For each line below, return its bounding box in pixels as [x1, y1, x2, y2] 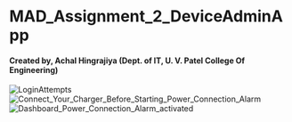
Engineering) [9, 64, 59, 75]
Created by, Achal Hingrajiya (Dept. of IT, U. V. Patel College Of [9, 55, 246, 66]
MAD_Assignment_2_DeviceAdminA [9, 6, 283, 27]
